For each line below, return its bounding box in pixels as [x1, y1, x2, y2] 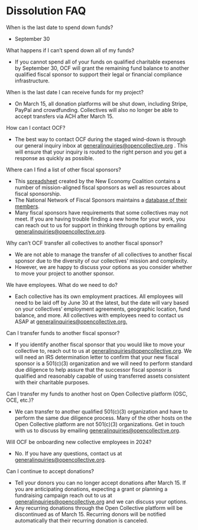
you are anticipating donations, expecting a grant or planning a [14, 485, 168, 493]
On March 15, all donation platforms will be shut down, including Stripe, [14, 100, 188, 107]
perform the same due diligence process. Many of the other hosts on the [14, 414, 192, 422]
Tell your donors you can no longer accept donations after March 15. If [14, 479, 186, 486]
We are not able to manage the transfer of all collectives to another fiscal [14, 251, 192, 258]
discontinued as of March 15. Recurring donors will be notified [14, 510, 166, 518]
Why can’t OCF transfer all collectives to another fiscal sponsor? [6, 239, 163, 247]
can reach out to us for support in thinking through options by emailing [14, 221, 187, 229]
